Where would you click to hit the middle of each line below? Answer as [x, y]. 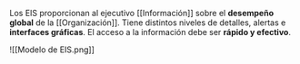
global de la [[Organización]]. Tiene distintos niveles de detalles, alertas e [148, 23]
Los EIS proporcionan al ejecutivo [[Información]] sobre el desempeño [142, 13]
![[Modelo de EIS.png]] [52, 50]
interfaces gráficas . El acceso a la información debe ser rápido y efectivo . [150, 32]
